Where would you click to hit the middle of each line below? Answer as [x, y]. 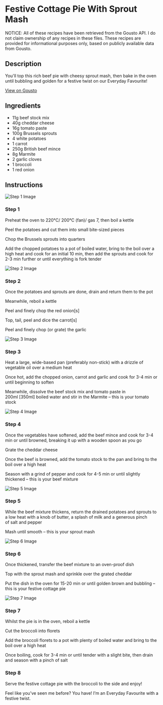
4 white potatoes [29, 138]
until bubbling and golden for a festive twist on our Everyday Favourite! [76, 81]
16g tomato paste [30, 128]
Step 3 [13, 352]
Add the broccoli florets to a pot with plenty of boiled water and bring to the [81, 640]
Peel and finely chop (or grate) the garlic [46, 329]
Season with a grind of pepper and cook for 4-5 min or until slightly [73, 474]
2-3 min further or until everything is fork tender [53, 259]
